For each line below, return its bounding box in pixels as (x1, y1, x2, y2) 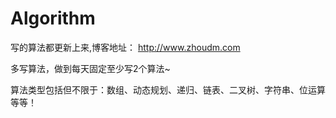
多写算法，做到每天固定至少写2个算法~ (10, 62, 171, 74)
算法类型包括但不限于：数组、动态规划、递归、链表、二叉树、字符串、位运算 (10, 83, 326, 96)
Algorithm (10, 7, 96, 30)
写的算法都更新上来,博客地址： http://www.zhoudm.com (10, 41, 241, 53)
